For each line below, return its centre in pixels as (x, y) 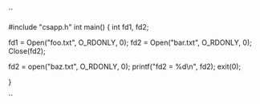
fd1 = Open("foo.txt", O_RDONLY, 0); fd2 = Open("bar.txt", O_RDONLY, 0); (130, 42)
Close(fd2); (27, 51)
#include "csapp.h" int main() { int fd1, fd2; (79, 27)
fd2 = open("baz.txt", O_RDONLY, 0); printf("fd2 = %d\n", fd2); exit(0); (125, 66)
